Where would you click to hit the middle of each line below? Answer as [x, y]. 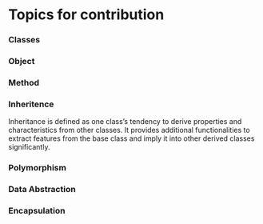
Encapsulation [37, 211]
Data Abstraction [42, 190]
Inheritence [31, 104]
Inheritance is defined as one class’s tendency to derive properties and [125, 122]
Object [22, 62]
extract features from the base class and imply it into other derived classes [131, 138]
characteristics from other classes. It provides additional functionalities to [129, 130]
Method [24, 82]
